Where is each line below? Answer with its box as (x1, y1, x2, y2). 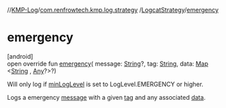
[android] (7, 52, 34, 60)
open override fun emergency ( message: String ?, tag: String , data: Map (7, 59, 209, 68)
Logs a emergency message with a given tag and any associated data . (7, 93, 206, 101)
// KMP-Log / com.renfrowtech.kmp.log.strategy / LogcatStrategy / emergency (7, 6, 219, 14)
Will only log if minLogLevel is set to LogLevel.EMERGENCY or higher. (7, 80, 204, 88)
